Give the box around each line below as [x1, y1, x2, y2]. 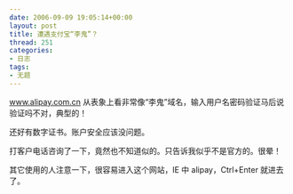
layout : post [9, 21, 58, 30]
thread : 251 [9, 37, 53, 47]
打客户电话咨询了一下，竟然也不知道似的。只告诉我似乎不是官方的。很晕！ [9, 145, 281, 156]
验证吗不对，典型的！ [9, 108, 87, 118]
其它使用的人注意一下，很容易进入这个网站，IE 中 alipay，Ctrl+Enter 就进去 [9, 164, 284, 174]
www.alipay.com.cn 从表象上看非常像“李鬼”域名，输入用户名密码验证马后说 [9, 96, 284, 107]
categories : [9, 46, 53, 55]
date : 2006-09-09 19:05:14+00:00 [9, 12, 133, 22]
